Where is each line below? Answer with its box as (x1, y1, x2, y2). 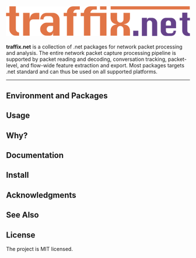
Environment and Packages (6, 91, 108, 101)
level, (6, 62, 19, 69)
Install (6, 170, 29, 180)
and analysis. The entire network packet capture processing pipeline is (6, 50, 176, 57)
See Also (6, 210, 39, 220)
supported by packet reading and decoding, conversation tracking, (6, 56, 167, 63)
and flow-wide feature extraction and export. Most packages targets (20, 62, 185, 69)
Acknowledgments (6, 190, 77, 200)
